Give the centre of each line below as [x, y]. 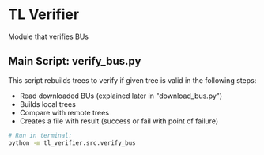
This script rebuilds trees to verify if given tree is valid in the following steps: [132, 80]
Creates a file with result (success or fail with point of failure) [119, 121]
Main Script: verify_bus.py [75, 61]
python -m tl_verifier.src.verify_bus [72, 143]
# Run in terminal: [40, 135]
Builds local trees [48, 104]
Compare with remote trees [64, 112]
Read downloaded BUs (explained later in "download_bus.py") [121, 96]
